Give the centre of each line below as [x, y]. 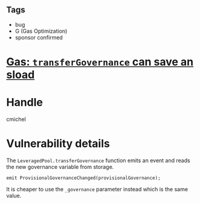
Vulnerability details [58, 144]
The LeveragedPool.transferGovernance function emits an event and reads [98, 160]
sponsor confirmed [39, 37]
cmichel [16, 119]
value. [14, 196]
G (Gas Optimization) [41, 31]
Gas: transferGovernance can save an [100, 62]
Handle [25, 103]
